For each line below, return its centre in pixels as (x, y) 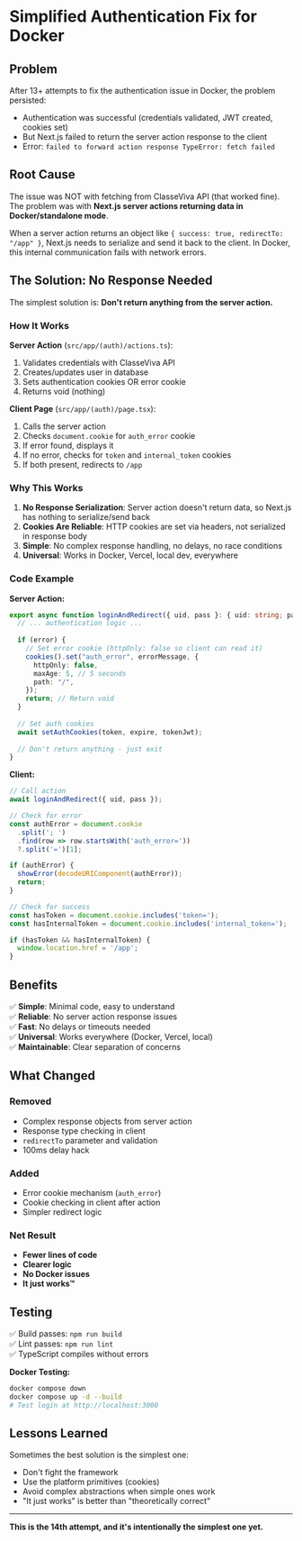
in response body (55, 536)
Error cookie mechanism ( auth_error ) (92, 1192)
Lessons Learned (58, 1433)
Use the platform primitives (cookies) (91, 1482)
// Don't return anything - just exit (90, 749)
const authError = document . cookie (76, 824)
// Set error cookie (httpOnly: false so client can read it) (144, 649)
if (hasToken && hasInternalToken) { (80, 940)
